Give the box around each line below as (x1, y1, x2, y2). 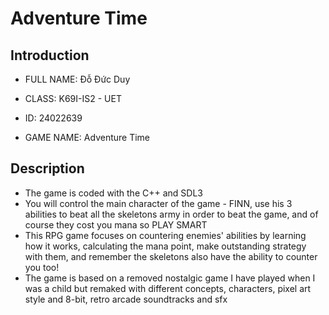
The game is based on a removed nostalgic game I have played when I (24, 272, 316, 284)
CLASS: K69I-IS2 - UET (24, 93, 122, 104)
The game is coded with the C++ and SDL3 (24, 187, 203, 199)
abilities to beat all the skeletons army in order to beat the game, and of (24, 208, 319, 220)
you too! (24, 261, 60, 273)
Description (10, 160, 85, 177)
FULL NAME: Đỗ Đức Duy (24, 73, 131, 85)
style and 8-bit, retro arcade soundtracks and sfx (24, 293, 228, 305)
